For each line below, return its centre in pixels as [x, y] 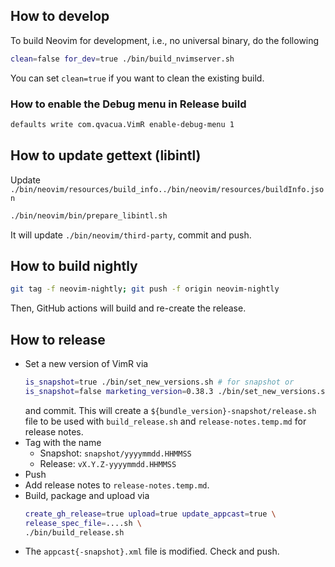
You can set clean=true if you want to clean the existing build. [137, 78]
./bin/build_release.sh [74, 532]
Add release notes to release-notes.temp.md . [117, 485]
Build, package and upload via [87, 495]
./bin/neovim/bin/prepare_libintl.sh [89, 215]
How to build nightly [74, 265]
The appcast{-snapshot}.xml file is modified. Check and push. [152, 551]
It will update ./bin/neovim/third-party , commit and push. [131, 235]
